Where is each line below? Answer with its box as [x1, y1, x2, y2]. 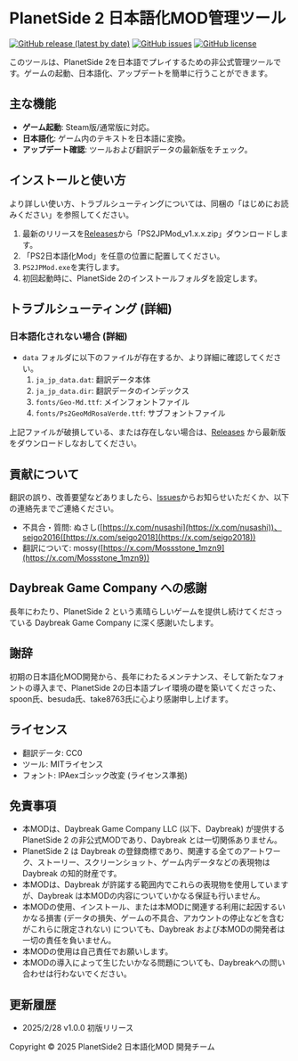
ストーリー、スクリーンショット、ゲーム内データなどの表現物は [36, 857, 270, 868]
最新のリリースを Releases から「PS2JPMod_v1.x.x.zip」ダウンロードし [21, 228, 281, 239]
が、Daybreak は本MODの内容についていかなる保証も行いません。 [21, 891, 265, 901]
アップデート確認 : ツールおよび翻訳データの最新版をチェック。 [21, 144, 253, 154]
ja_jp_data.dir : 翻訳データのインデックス [35, 385, 189, 397]
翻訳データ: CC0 [21, 747, 83, 758]
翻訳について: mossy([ [21, 543, 104, 554]
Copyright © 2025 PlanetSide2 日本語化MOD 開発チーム [9, 1041, 215, 1052]
